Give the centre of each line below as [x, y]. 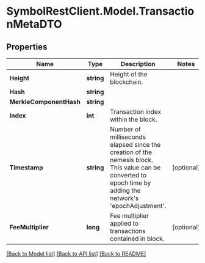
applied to [124, 223]
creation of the [131, 152]
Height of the [128, 74]
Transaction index [135, 112]
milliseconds [128, 137]
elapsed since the [135, 145]
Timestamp [27, 168]
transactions [128, 231]
